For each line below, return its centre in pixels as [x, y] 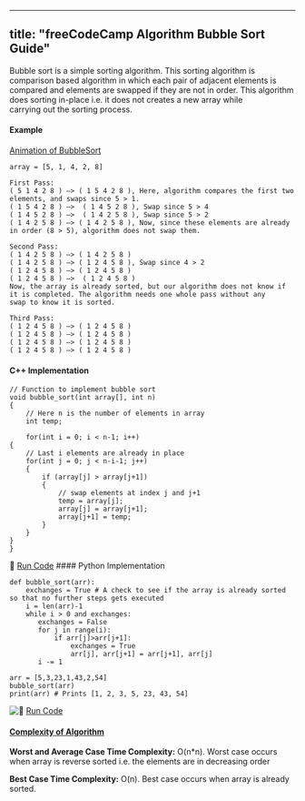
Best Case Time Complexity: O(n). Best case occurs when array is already [150, 779]
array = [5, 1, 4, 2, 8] [56, 167]
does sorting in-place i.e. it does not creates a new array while [126, 99]
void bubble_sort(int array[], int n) [83, 398]
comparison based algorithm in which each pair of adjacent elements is [143, 80]
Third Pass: [32, 319]
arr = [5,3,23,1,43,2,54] [58, 678]
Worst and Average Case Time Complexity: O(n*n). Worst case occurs [143, 752]
